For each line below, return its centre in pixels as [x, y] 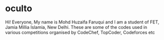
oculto [19, 9]
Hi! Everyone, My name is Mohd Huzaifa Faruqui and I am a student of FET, [82, 22]
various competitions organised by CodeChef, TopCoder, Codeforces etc [80, 32]
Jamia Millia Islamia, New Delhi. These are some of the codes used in [76, 27]
